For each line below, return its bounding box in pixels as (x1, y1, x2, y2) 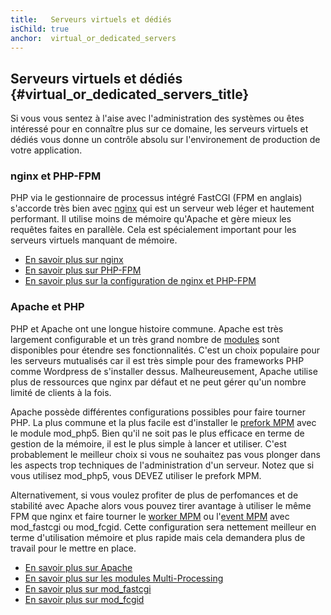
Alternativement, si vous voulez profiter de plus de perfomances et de (10, 489, 299, 501)
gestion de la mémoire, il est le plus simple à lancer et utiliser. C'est (10, 437, 287, 450)
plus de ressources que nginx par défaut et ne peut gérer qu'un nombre (10, 376, 307, 388)
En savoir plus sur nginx (24, 254, 124, 266)
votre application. (10, 144, 83, 156)
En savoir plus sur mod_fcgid (24, 593, 145, 605)
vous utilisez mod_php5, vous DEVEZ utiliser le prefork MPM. (10, 469, 262, 481)
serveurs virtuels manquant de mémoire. (10, 234, 178, 246)
